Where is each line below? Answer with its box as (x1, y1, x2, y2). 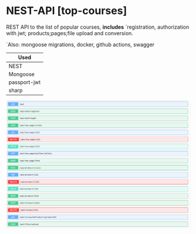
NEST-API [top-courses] (6, 4, 127, 18)
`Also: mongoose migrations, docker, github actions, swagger (6, 41, 155, 48)
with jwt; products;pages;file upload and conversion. (6, 29, 133, 36)
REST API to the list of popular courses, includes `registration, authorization (6, 23, 190, 30)
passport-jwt (8, 79, 41, 86)
